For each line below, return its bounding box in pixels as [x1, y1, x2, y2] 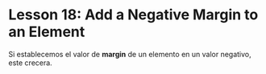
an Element [8, 23, 85, 41]
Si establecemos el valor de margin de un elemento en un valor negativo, [8, 49, 251, 59]
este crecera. [8, 58, 52, 68]
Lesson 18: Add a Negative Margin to [8, 6, 259, 24]
